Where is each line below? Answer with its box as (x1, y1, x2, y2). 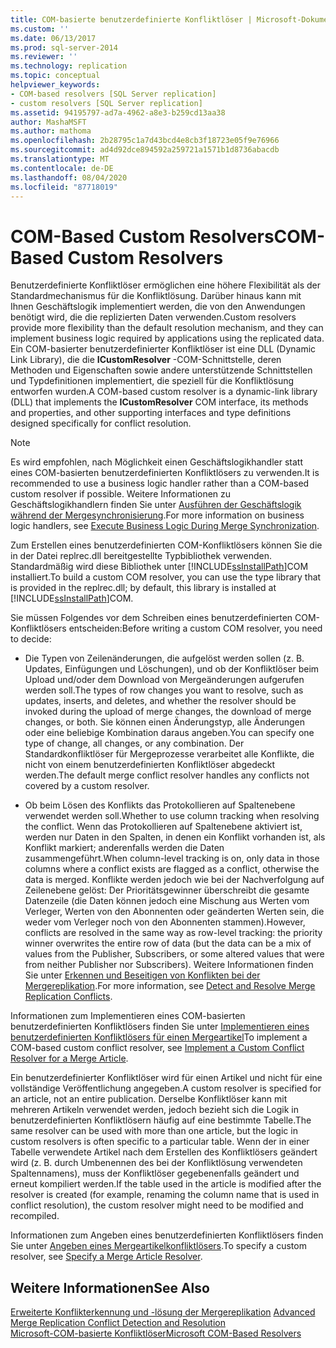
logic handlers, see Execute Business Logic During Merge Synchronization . (10, 520, 320, 532)
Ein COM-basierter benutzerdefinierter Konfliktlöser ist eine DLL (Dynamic (10, 343, 317, 355)
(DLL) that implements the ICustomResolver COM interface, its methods (10, 396, 309, 408)
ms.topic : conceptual (10, 71, 101, 81)
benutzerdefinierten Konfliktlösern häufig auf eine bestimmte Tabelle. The (10, 1114, 312, 1126)
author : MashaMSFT (10, 117, 87, 127)
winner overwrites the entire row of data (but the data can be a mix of (24, 937, 312, 950)
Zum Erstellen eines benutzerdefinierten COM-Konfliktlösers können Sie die (10, 539, 323, 551)
